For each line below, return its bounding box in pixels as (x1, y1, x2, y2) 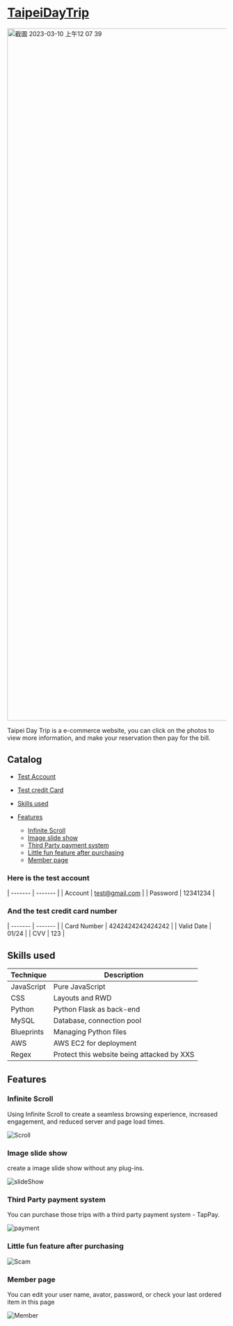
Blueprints (10, 1027, 44, 1037)
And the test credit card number (7, 906, 118, 916)
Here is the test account (7, 873, 90, 882)
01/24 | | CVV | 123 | (7, 930, 65, 938)
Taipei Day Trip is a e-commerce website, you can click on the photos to (7, 726, 214, 734)
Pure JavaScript (53, 982, 106, 992)
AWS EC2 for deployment (53, 1038, 137, 1048)
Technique (10, 970, 47, 980)
